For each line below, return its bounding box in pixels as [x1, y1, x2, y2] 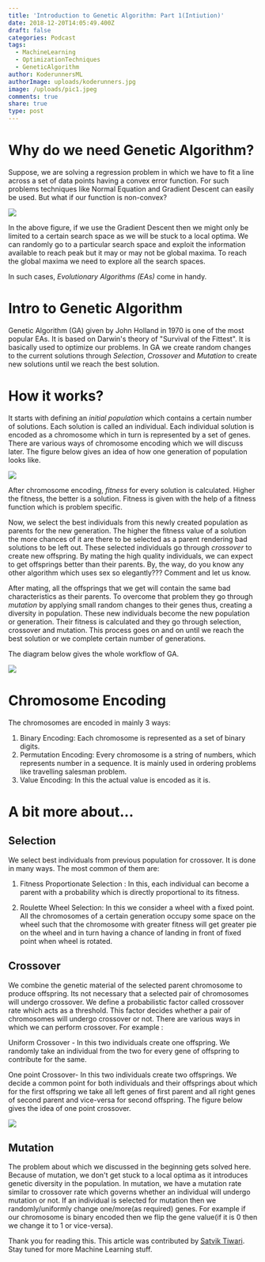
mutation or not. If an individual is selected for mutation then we [8, 1196, 216, 1205]
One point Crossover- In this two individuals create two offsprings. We [8, 1070, 237, 1079]
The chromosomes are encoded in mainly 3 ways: [8, 718, 172, 727]
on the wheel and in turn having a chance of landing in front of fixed [19, 927, 241, 938]
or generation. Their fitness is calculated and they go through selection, [8, 616, 241, 626]
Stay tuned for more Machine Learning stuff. [8, 1245, 153, 1254]
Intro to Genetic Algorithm [8, 300, 184, 317]
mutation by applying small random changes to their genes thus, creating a [8, 600, 253, 609]
